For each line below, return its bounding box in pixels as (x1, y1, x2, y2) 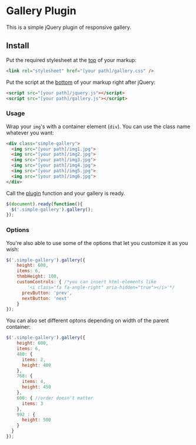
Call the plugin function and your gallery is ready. (6, 189, 125, 197)
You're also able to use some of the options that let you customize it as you (6, 239, 188, 246)
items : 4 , (21, 379, 46, 385)
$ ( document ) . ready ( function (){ (6, 201, 83, 207)
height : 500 (21, 417, 51, 423)
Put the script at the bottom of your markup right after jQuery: (6, 78, 156, 86)
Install (6, 41, 29, 51)
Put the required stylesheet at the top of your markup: (6, 56, 137, 63)
